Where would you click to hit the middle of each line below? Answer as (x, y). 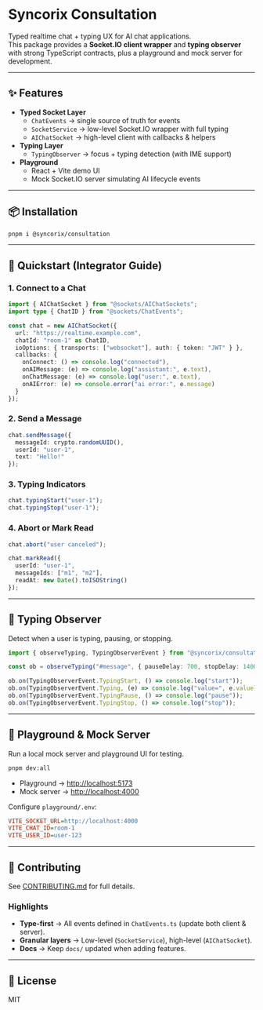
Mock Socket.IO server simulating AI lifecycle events (116, 179)
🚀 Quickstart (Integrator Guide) (85, 266)
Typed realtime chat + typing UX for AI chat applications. (100, 36)
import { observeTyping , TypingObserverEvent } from (96, 653)
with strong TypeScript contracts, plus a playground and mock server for (125, 53)
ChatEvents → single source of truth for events (106, 120)
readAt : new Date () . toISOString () (71, 581)
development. (30, 61)
